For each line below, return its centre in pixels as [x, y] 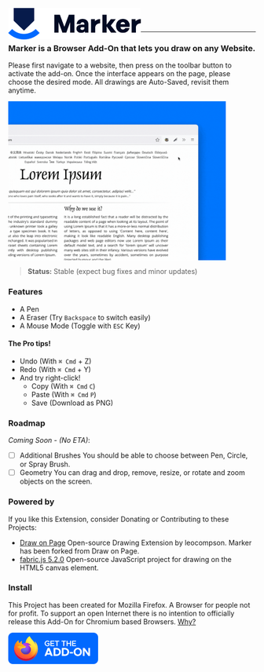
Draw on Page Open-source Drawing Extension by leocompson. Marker [136, 542]
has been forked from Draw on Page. [79, 551]
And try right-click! [50, 378]
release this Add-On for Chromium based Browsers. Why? [102, 621]
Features [26, 292]
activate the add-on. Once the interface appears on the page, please [119, 74]
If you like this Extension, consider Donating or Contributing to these [119, 519]
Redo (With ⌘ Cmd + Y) [55, 369]
